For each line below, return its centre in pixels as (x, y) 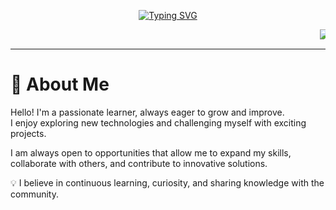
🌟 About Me (60, 84)
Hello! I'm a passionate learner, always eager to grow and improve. (147, 112)
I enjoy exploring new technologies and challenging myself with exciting (158, 122)
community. (34, 194)
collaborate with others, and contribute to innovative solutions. (139, 163)
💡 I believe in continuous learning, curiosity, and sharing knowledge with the (167, 182)
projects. (28, 133)
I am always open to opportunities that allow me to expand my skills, (151, 152)
